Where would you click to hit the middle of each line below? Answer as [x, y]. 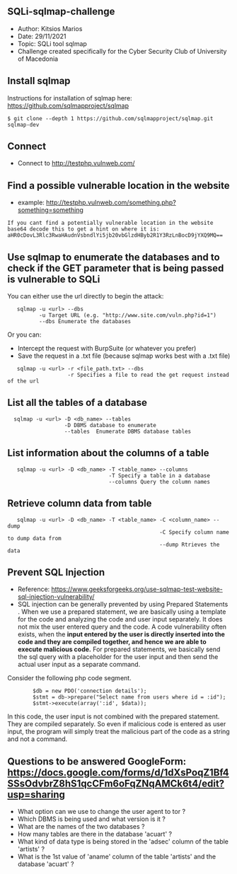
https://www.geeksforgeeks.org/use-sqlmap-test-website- [137, 589]
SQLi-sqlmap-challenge [61, 12]
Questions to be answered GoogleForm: [97, 761]
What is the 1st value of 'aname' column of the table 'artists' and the [117, 857]
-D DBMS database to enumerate [110, 425]
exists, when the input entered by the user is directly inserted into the [121, 634]
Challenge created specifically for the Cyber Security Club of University [122, 51]
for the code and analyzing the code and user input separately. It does [120, 619]
